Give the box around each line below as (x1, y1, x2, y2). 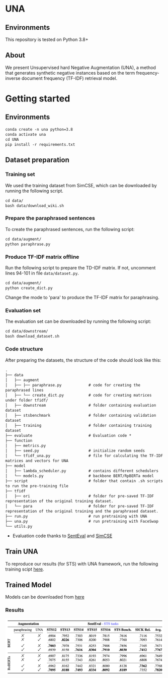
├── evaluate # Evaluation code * (5, 433, 132, 438)
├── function (5, 438, 33, 443)
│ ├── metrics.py (5, 443, 46, 448)
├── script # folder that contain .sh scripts (5, 478, 163, 483)
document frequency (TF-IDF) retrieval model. (21, 75, 117, 81)
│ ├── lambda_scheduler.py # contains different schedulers (5, 468, 158, 473)
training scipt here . (5, 566, 44, 572)
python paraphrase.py (5, 242, 51, 247)
